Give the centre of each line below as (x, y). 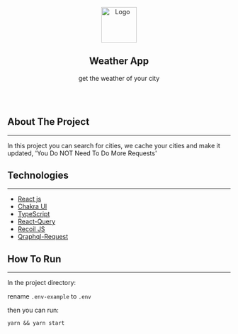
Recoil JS (31, 229)
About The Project (49, 122)
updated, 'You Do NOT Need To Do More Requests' (82, 153)
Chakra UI (32, 206)
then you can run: (33, 310)
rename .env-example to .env (49, 296)
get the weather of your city (119, 78)
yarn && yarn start (36, 323)
